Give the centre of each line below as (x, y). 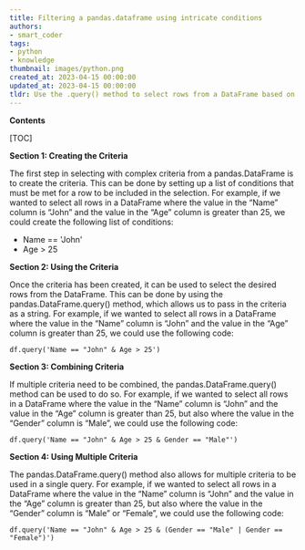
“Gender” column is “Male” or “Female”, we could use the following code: (147, 513)
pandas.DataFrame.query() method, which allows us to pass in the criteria (148, 304)
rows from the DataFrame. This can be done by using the (116, 294)
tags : (20, 43)
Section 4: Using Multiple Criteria (74, 456)
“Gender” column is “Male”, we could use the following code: (124, 423)
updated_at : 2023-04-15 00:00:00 (73, 86)
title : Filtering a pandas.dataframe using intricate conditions (136, 18)
